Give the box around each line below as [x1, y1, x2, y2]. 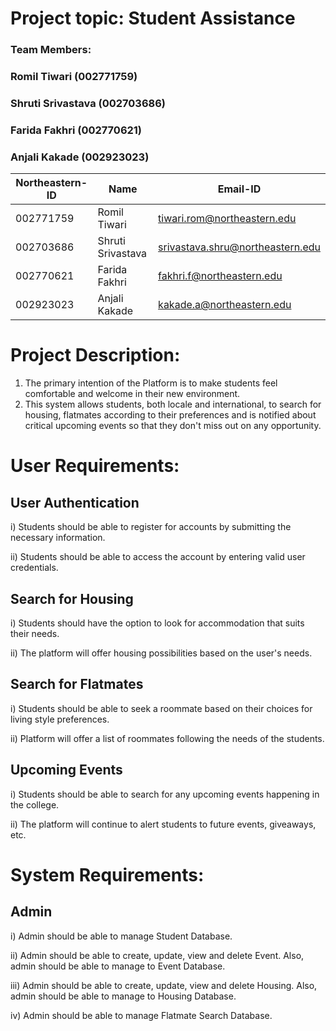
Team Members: [10, 43, 92, 57]
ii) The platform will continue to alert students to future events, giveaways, [10, 818, 317, 830]
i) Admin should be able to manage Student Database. [10, 930, 233, 942]
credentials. [10, 562, 59, 574]
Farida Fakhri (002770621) [10, 123, 143, 137]
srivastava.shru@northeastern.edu [158, 240, 321, 254]
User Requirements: [10, 455, 180, 477]
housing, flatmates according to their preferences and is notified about [24, 409, 317, 421]
